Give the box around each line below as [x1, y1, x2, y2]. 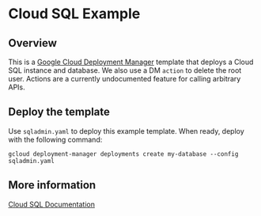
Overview [8, 36, 58, 50]
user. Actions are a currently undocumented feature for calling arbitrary [8, 74, 241, 83]
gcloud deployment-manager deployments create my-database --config [8, 150, 239, 158]
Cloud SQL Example [8, 5, 141, 23]
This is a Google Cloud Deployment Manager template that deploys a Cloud [8, 57, 254, 66]
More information [8, 179, 96, 192]
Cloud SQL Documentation [8, 199, 95, 209]
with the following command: [8, 135, 103, 144]
